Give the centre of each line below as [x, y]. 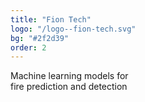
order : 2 [28, 47]
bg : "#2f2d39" [40, 38]
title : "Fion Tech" [51, 19]
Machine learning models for [69, 76]
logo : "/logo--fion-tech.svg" [73, 29]
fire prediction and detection [69, 87]
